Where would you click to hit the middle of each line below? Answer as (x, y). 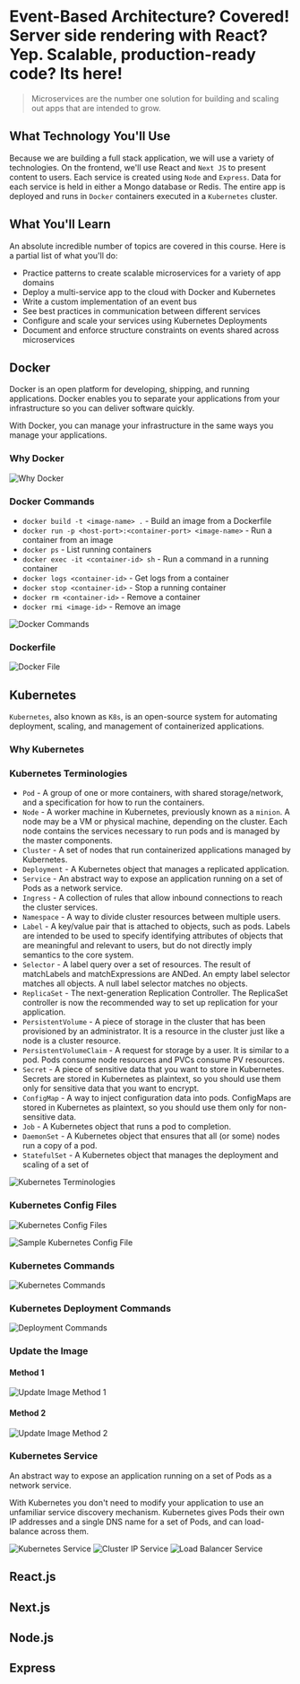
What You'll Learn (60, 225)
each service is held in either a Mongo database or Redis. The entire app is (147, 187)
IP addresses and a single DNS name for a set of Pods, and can (126, 1522)
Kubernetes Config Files (63, 1206)
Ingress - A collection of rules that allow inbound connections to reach (153, 898)
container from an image (68, 539)
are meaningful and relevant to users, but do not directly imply (137, 946)
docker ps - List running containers (87, 549)
